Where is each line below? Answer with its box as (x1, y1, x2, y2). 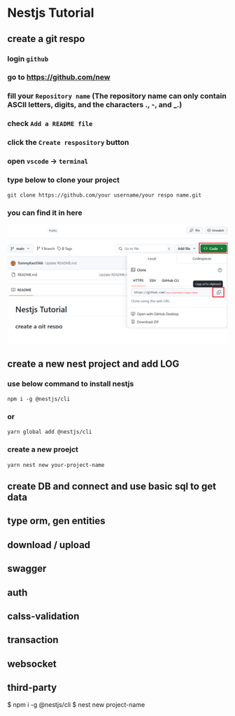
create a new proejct (7, 444, 79, 454)
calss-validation (7, 610, 80, 622)
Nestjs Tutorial (7, 5, 94, 21)
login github (7, 54, 49, 64)
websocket (7, 658, 57, 670)
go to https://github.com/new (7, 72, 111, 82)
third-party (7, 682, 57, 694)
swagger (7, 563, 47, 575)
